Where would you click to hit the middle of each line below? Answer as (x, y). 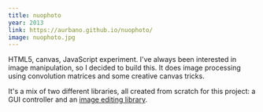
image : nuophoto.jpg (42, 37)
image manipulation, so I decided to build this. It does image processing (125, 68)
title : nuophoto (35, 15)
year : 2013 (26, 23)
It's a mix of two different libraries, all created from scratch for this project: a (132, 92)
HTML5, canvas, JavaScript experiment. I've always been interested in (122, 60)
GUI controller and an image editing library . (78, 99)
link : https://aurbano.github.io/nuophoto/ (81, 30)
